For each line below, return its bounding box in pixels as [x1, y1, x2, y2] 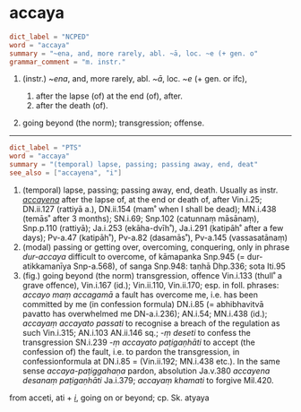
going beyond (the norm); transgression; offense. [21, 117, 204, 128]
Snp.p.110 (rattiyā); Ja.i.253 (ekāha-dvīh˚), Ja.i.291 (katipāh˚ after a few [21, 222, 284, 233]
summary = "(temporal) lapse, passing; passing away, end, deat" [9, 160, 258, 169]
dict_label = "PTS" [9, 143, 82, 152]
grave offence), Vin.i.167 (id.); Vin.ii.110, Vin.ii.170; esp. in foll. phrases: [21, 279, 279, 290]
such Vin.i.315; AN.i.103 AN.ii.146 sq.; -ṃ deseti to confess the [21, 327, 251, 338]
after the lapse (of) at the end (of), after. [35, 90, 184, 101]
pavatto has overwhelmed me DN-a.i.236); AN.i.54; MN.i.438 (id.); [21, 308, 268, 319]
